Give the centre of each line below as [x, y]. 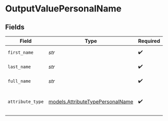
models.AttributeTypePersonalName [91, 102]
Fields [15, 27]
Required [149, 41]
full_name [19, 81]
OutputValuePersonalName [63, 9]
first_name [20, 53]
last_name [19, 67]
